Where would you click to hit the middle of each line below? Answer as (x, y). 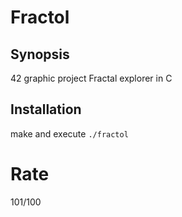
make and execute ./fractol (69, 133)
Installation (46, 109)
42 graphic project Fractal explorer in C (91, 78)
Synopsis (40, 54)
